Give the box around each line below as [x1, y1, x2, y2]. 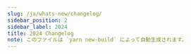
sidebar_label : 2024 [7, 23, 68, 30]
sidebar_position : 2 [7, 17, 68, 24]
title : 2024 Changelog [7, 29, 74, 37]
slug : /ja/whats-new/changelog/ [7, 10, 102, 18]
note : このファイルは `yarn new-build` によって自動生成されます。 [7, 36, 187, 43]
